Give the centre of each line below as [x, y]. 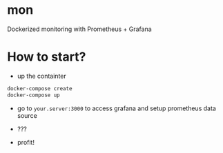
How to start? [47, 57]
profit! [26, 142]
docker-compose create [40, 88]
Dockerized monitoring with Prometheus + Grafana [79, 29]
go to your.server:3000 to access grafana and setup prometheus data [116, 108]
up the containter [42, 76]
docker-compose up [33, 95]
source [27, 115]
